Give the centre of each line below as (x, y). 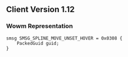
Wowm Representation (40, 26)
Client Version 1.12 (40, 10)
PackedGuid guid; (38, 43)
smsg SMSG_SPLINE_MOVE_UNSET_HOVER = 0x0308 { (64, 38)
